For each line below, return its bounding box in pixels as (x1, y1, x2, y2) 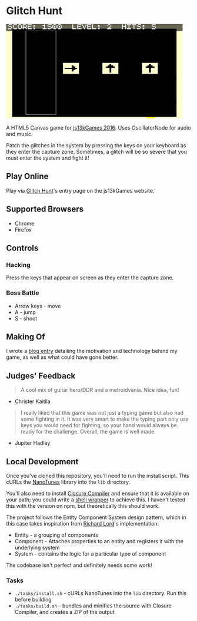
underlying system (14, 544, 60, 551)
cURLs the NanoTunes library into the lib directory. (6, 478, 131, 485)
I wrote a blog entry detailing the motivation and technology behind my (6, 348, 178, 355)
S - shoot (14, 315, 38, 322)
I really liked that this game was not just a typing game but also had (20, 409, 184, 417)
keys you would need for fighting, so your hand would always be (20, 422, 178, 429)
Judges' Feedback (6, 371, 76, 381)
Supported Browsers (6, 204, 84, 214)
